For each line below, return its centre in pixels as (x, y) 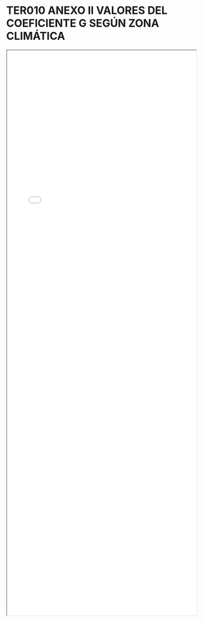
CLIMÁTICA (36, 36)
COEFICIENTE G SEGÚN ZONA (83, 23)
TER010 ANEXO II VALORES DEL (87, 11)
